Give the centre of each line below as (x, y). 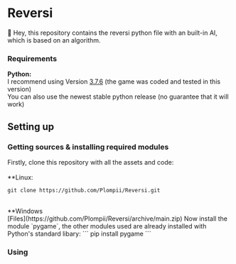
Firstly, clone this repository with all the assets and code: (91, 162)
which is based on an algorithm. (54, 40)
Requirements (32, 58)
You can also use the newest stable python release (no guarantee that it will (118, 97)
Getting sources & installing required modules (88, 147)
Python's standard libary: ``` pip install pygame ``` (79, 233)
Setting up (31, 127)
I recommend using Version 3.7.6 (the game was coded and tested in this (114, 82)
